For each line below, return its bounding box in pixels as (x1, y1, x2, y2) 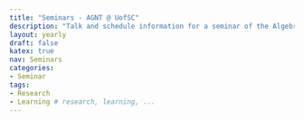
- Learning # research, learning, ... (9, 97, 156, 106)
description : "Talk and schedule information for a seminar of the (9, 22, 270, 31)
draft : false (9, 38, 59, 48)
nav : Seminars (9, 55, 63, 64)
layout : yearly (9, 30, 67, 39)
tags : (9, 80, 30, 89)
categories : (9, 64, 54, 73)
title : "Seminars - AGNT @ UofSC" (9, 13, 140, 23)
